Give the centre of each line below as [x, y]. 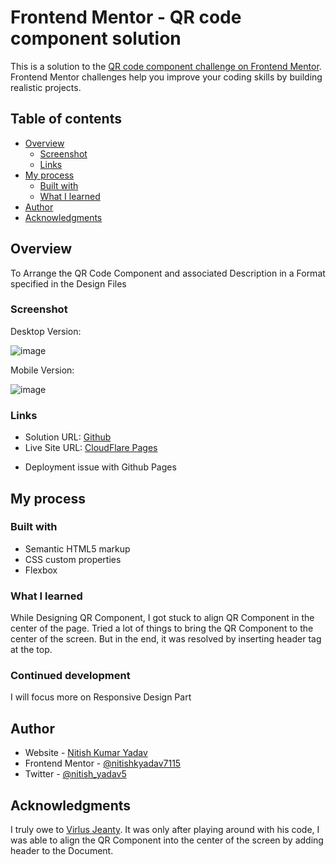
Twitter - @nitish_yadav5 [75, 774]
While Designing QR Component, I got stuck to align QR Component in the [162, 618]
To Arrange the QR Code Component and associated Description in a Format [168, 273]
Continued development [70, 676]
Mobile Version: [42, 370]
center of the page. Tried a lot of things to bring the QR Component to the [162, 628]
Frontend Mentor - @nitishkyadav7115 [103, 763]
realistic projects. [46, 87]
